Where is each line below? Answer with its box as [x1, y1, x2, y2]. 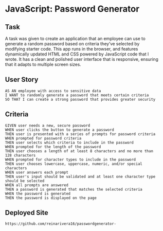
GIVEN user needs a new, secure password [5, 123, 91, 128]
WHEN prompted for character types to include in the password [5, 157, 136, 162]
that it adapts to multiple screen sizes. [5, 62, 81, 67]
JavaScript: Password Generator [5, 3, 140, 15]
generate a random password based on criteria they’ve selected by [5, 41, 140, 47]
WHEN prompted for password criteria [5, 136, 82, 141]
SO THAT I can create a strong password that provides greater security [5, 97, 156, 102]
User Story [5, 75, 38, 84]
